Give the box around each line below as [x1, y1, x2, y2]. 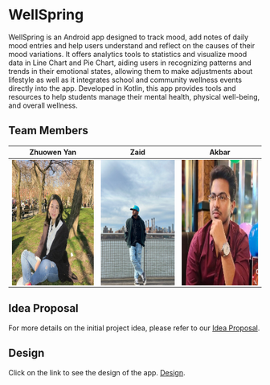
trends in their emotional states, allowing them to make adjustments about [8, 66, 253, 76]
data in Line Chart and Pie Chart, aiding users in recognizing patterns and [8, 58, 252, 68]
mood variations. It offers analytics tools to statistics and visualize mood [8, 49, 247, 59]
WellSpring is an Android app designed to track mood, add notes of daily [8, 32, 249, 42]
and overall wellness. [8, 100, 78, 110]
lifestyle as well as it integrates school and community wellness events [8, 75, 243, 84]
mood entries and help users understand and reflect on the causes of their [8, 40, 256, 50]
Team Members [8, 124, 88, 137]
